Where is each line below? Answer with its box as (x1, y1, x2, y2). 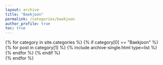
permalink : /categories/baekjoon (5, 16, 75, 21)
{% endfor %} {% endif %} (5, 50, 61, 56)
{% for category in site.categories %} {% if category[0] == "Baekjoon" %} (5, 39, 159, 45)
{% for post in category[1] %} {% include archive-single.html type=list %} (5, 45, 157, 51)
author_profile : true (5, 21, 51, 26)
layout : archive (5, 7, 39, 12)
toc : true (5, 26, 26, 31)
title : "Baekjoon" (5, 12, 44, 17)
